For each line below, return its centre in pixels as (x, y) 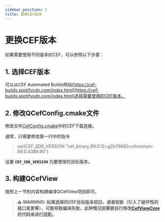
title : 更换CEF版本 (24, 14)
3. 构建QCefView (32, 179)
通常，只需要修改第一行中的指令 (37, 137)
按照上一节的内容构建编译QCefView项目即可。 (52, 191)
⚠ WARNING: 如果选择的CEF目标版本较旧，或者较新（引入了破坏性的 (88, 202)
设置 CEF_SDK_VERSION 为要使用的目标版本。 (49, 162)
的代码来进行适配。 (37, 214)
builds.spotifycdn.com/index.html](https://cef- (52, 90)
